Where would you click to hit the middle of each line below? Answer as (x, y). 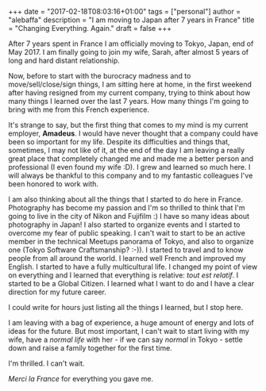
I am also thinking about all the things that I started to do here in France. (126, 199)
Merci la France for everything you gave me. (81, 379)
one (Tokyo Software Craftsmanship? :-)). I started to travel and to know (126, 250)
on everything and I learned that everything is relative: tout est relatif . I (123, 275)
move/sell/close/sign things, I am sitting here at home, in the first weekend (130, 84)
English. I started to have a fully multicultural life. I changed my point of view (133, 266)
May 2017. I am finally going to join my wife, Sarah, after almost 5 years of (128, 52)
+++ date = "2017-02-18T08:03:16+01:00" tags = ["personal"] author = (124, 11)
